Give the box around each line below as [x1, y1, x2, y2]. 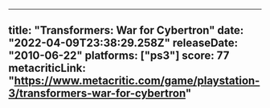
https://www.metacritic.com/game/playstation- [14, 74, 260, 88]
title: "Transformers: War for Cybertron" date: [8, 23, 244, 37]
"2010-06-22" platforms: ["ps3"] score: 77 [8, 49, 230, 63]
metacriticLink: [8, 61, 86, 75]
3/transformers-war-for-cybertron [8, 86, 186, 101]
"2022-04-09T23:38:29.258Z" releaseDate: [8, 36, 239, 50]
